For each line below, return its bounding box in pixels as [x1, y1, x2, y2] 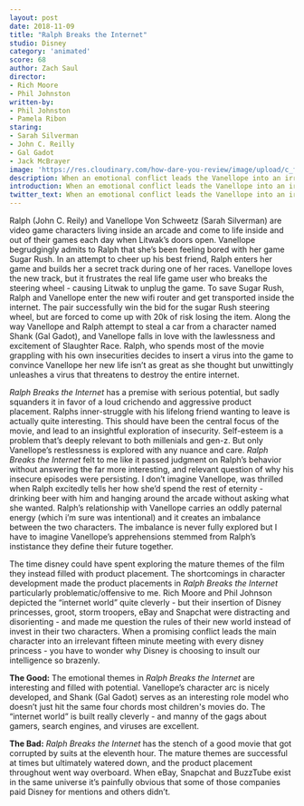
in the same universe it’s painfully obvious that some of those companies [9, 777, 280, 787]
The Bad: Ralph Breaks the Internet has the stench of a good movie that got [9, 738, 292, 749]
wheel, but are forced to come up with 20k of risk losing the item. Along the [9, 312, 291, 322]
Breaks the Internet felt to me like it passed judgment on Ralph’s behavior [9, 454, 282, 465]
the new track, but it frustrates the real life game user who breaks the [9, 273, 268, 284]
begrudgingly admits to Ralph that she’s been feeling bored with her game [9, 244, 285, 255]
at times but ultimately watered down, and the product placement [9, 758, 253, 768]
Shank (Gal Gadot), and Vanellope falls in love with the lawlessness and [9, 331, 276, 341]
